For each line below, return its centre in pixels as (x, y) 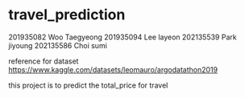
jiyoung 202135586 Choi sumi (58, 45)
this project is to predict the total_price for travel (88, 85)
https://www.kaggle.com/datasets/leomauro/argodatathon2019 (113, 69)
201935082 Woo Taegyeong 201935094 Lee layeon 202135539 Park (122, 37)
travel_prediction (67, 15)
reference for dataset (44, 61)
